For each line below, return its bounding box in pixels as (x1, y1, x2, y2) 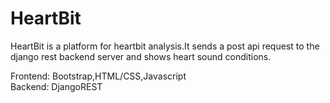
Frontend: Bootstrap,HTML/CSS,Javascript (10, 70, 187, 82)
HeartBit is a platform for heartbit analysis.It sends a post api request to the (10, 40, 320, 52)
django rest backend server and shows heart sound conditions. (10, 50, 272, 62)
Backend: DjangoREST (10, 80, 103, 92)
